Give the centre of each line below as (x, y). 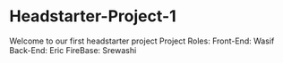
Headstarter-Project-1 (93, 16)
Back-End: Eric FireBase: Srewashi (73, 50)
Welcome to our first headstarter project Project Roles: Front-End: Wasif (142, 41)
